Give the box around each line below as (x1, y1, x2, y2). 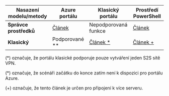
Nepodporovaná (89, 21, 128, 28)
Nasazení (16, 7, 39, 13)
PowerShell (133, 13, 161, 20)
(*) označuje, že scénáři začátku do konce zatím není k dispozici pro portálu (5, 70, 163, 76)
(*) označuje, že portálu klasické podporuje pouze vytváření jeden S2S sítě (5, 55, 160, 61)
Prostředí (135, 7, 158, 13)
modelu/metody (8, 13, 47, 20)
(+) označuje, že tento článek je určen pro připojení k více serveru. (5, 85, 143, 91)
